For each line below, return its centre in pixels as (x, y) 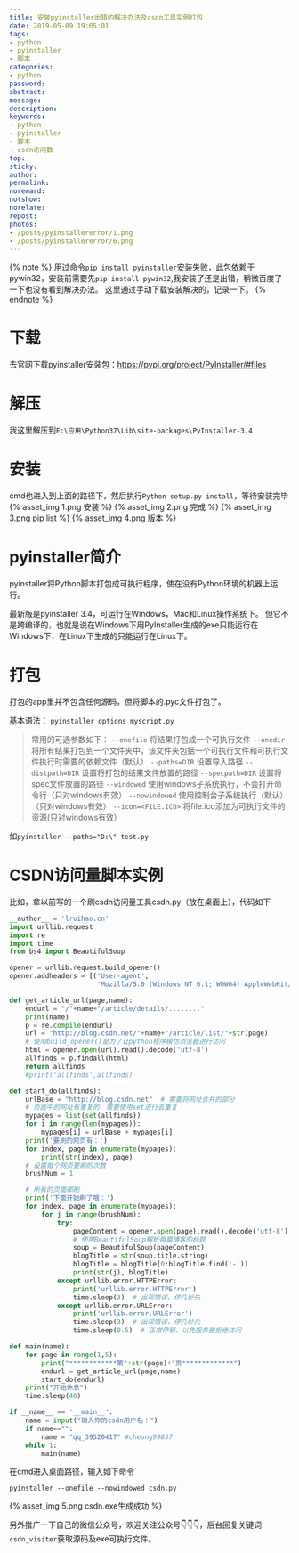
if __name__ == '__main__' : (61, 1412)
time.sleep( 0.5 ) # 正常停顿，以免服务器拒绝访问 (157, 1331)
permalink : (29, 183)
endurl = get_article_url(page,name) (111, 1371)
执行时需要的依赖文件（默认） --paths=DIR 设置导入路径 (141, 761)
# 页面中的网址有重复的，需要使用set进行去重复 (101, 1108)
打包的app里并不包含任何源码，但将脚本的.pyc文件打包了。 (117, 701)
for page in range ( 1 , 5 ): (71, 1355)
